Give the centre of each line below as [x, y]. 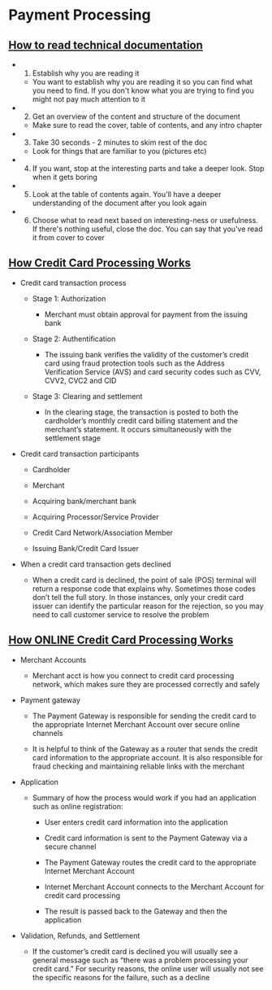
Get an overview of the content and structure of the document [136, 116]
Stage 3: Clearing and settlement [87, 396]
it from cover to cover [69, 237]
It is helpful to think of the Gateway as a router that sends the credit [145, 749]
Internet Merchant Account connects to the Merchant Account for [154, 887]
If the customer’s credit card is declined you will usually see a [135, 951]
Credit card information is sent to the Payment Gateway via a [146, 838]
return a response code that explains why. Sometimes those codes [144, 589]
